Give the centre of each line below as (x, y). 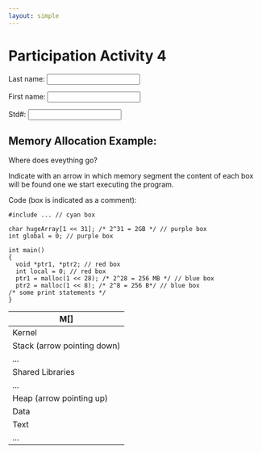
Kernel (25, 333)
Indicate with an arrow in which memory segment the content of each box (131, 176)
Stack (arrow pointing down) (67, 346)
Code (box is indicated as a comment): (73, 200)
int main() (27, 250)
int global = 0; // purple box (61, 236)
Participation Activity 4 (87, 55)
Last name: (27, 78)
